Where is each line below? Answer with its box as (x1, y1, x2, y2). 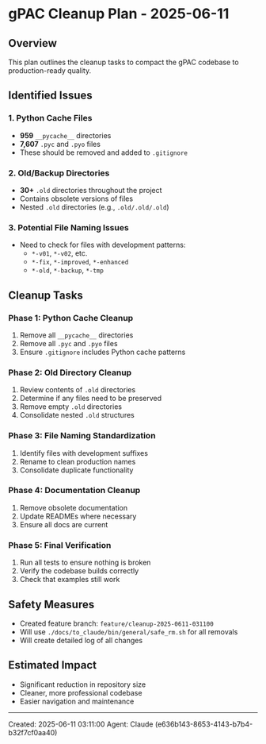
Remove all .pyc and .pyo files (19, 338, 118, 348)
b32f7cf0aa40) (8, 727, 58, 737)
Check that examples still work (19, 575, 120, 584)
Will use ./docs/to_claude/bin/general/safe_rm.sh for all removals (19, 626, 238, 636)
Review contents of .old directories (19, 385, 136, 395)
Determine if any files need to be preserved (19, 394, 162, 403)
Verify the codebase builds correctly (19, 566, 139, 576)
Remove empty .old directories (19, 402, 123, 411)
